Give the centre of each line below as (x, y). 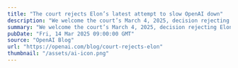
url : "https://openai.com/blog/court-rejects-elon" (85, 47)
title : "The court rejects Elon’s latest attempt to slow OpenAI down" (115, 14)
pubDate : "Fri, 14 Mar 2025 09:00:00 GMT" (71, 34)
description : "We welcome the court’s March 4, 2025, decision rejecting (119, 21)
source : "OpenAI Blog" (41, 40)
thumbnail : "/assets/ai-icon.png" (58, 54)
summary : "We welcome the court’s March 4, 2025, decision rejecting (112, 27)
